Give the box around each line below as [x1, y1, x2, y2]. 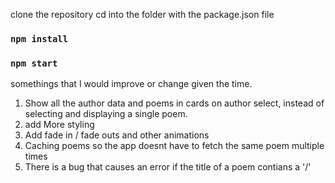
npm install [10, 33, 69, 44]
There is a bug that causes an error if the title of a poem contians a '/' [24, 161, 312, 173]
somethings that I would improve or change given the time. [10, 78, 253, 90]
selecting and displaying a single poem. [24, 108, 188, 120]
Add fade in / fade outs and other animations [24, 129, 210, 141]
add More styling [24, 119, 95, 131]
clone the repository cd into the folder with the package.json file [10, 9, 275, 20]
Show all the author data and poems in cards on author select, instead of [24, 97, 325, 109]
